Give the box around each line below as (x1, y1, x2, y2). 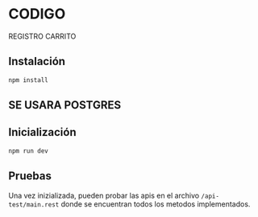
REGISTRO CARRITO (8, 31, 77, 41)
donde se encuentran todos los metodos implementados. (60, 199, 251, 209)
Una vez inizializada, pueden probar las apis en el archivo (8, 190, 200, 200)
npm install (8, 76, 48, 84)
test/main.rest (8, 200, 60, 209)
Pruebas (8, 170, 52, 183)
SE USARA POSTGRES (8, 98, 122, 113)
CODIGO (8, 5, 66, 23)
